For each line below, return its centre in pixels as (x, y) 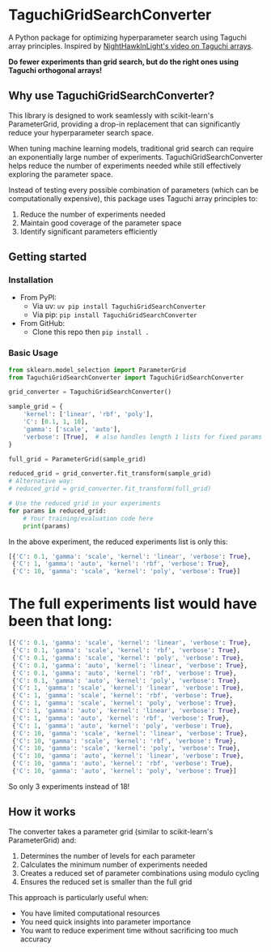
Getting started (48, 257)
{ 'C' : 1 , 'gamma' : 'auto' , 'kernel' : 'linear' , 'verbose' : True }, (126, 711)
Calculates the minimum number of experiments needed (114, 864)
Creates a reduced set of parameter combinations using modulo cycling (140, 873)
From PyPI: (38, 298)
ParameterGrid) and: (42, 840)
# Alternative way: (41, 481)
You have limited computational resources (90, 913)
